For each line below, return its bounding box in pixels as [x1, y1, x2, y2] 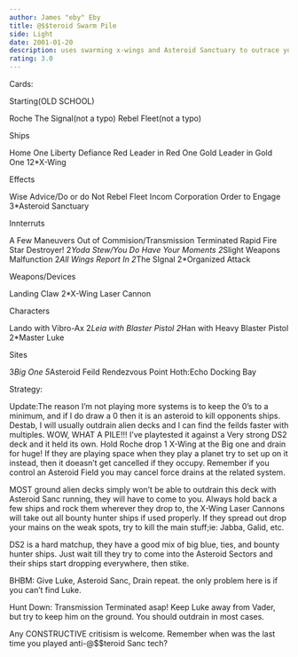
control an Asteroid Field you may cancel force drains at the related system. [9, 467, 286, 478]
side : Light [9, 29, 53, 38]
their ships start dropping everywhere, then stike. [9, 558, 190, 568]
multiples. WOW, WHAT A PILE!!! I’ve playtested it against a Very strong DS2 [9, 430, 287, 439]
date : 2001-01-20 [9, 37, 74, 47]
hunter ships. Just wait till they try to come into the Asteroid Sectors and [9, 549, 273, 559]
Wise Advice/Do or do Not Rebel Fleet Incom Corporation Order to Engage [9, 192, 281, 202]
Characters [9, 305, 51, 316]
